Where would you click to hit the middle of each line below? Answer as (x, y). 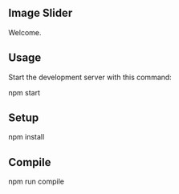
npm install (26, 137)
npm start (24, 92)
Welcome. (25, 32)
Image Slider (41, 13)
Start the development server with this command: (90, 77)
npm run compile (36, 182)
